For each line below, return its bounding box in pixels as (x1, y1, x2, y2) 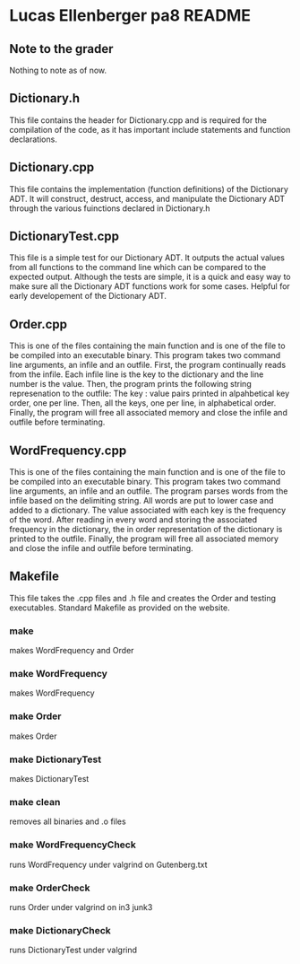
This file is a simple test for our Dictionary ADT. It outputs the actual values (9, 252, 285, 263)
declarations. (9, 134, 58, 145)
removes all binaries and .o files (9, 816, 127, 827)
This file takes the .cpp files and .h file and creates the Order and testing (9, 592, 276, 603)
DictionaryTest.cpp (9, 229, 119, 244)
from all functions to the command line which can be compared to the (9, 262, 267, 273)
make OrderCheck (9, 881, 90, 894)
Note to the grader (9, 41, 114, 57)
